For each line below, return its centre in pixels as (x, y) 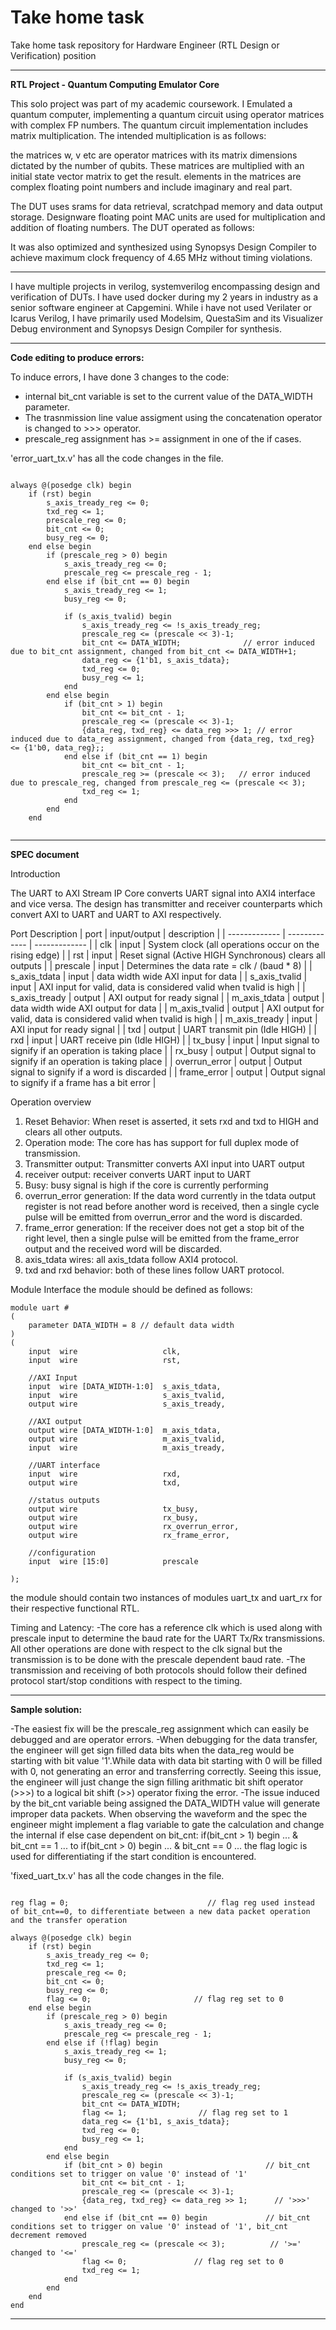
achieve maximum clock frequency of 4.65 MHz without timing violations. (161, 257)
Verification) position (53, 55)
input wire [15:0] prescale (113, 1561)
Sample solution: (46, 1709)
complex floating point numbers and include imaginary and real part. (151, 187)
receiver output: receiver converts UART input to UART (138, 1174)
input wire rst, (105, 1360)
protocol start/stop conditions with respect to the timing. (126, 1680)
